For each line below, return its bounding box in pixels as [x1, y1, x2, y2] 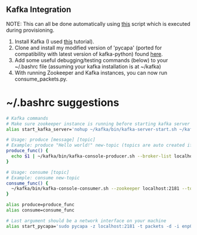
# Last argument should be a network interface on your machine [6, 217, 167, 224]
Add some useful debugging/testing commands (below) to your [14, 56, 168, 63]
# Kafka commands [6, 115, 49, 121]
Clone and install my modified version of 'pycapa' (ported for [14, 44, 162, 51]
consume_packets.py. [14, 75, 67, 82]
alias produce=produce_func [6, 202, 75, 208]
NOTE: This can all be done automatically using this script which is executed [6, 20, 191, 27]
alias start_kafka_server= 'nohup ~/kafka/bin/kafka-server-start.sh [6, 126, 177, 132]
